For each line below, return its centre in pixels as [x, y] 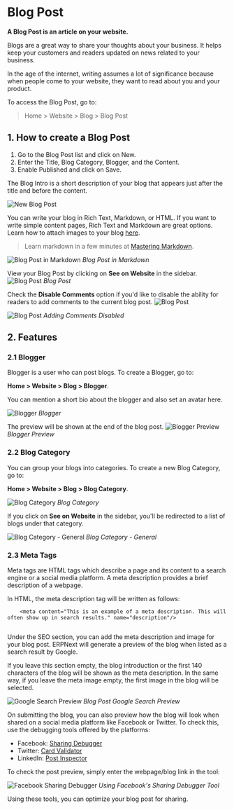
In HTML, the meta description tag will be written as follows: [94, 599]
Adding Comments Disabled [83, 315]
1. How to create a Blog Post [69, 138]
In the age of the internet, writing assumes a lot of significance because [111, 74]
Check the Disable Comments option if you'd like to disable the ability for [113, 294]
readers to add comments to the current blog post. [80, 301]
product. [20, 88]
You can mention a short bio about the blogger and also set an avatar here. [115, 399]
